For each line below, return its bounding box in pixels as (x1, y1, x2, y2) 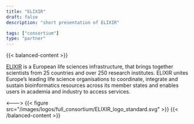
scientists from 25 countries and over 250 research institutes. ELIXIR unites (6, 69, 189, 76)
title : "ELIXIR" (6, 8, 46, 15)
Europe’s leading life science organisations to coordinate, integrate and (6, 76, 178, 83)
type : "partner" (6, 36, 46, 42)
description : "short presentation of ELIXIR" (6, 19, 119, 25)
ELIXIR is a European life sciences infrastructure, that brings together (6, 63, 173, 71)
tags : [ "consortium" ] (6, 30, 59, 36)
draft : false (6, 14, 38, 20)
